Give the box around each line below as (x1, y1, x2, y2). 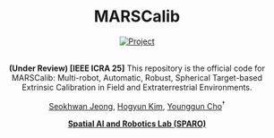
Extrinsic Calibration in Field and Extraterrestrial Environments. (21, 82, 253, 92)
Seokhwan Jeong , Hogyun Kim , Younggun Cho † (48, 99, 226, 111)
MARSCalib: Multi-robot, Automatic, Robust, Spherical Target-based (12, 72, 262, 82)
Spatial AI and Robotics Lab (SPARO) (67, 118, 207, 129)
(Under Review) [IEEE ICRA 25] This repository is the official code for (8, 63, 266, 73)
